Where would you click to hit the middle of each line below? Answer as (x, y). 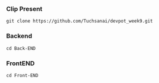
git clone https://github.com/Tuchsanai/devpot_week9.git (79, 21)
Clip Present (24, 9)
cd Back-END (21, 48)
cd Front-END (22, 75)
